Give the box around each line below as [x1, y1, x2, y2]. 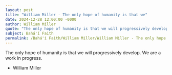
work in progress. [5, 55, 42, 61]
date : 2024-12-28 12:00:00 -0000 [5, 17, 77, 22]
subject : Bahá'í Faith [5, 31, 54, 36]
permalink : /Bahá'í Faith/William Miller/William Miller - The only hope [5, 36, 166, 41]
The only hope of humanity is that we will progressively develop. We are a [5, 49, 161, 56]
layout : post [5, 7, 33, 13]
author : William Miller [5, 21, 56, 27]
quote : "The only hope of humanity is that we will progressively [5, 26, 150, 31]
